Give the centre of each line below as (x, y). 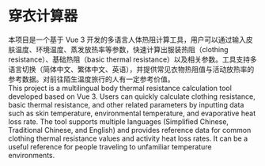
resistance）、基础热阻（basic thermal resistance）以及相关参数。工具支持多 (132, 59)
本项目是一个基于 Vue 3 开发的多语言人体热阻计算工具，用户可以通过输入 (127, 40)
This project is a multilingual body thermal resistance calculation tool (120, 88)
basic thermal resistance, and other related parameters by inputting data (126, 104)
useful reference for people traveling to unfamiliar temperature (110, 146)
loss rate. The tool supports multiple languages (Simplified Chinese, (119, 121)
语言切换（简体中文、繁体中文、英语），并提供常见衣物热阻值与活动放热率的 (131, 69)
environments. (32, 155)
